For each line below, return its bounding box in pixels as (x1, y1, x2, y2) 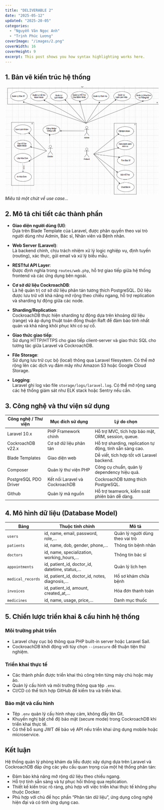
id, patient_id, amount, (44, 585, 89, 591)
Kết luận (5, 746, 31, 754)
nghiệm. (12, 649, 29, 655)
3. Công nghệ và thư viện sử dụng (5, 402, 110, 410)
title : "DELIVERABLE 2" (5, 8, 54, 13)
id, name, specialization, (44, 549, 93, 555)
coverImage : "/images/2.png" (5, 39, 64, 44)
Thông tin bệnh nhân (114, 542, 156, 548)
